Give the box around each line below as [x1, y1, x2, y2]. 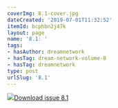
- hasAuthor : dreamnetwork [7, 49, 85, 56]
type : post [7, 67, 39, 74]
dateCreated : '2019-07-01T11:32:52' [7, 17, 112, 23]
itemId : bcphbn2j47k [7, 23, 67, 30]
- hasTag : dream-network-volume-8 [7, 55, 107, 62]
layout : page [7, 29, 45, 36]
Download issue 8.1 [14, 94, 69, 102]
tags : [7, 42, 23, 49]
